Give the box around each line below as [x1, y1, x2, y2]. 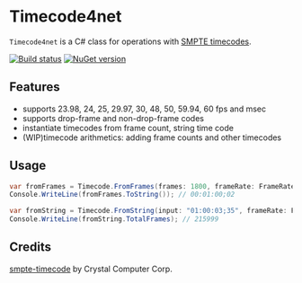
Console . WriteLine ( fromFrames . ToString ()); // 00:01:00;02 [9, 190, 235, 199]
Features [9, 79, 60, 95]
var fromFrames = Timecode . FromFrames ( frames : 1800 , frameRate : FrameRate [9, 181, 296, 190]
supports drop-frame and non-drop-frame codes [22, 112, 205, 123]
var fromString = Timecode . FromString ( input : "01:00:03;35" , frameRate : [9, 207, 288, 216]
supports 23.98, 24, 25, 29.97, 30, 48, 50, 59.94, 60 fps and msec [22, 103, 267, 114]
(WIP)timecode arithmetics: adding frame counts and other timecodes [22, 132, 281, 143]
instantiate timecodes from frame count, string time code [22, 122, 234, 133]
